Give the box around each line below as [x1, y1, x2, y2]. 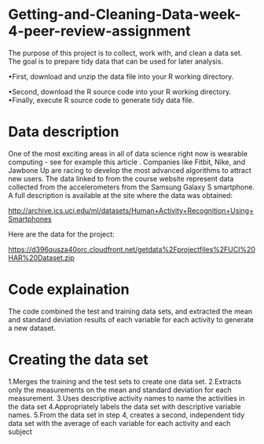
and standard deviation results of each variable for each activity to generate [8, 314, 254, 324]
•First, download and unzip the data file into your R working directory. [8, 72, 234, 81]
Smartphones [8, 214, 53, 223]
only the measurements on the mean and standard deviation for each [8, 385, 232, 394]
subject [8, 427, 33, 436]
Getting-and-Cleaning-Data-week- [8, 6, 241, 24]
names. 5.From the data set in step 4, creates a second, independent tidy [8, 410, 245, 420]
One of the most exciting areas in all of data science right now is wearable [8, 149, 248, 158]
